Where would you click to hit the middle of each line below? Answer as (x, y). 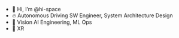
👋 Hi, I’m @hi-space (36, 9)
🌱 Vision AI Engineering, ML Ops (52, 22)
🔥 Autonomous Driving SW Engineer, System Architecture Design (92, 15)
